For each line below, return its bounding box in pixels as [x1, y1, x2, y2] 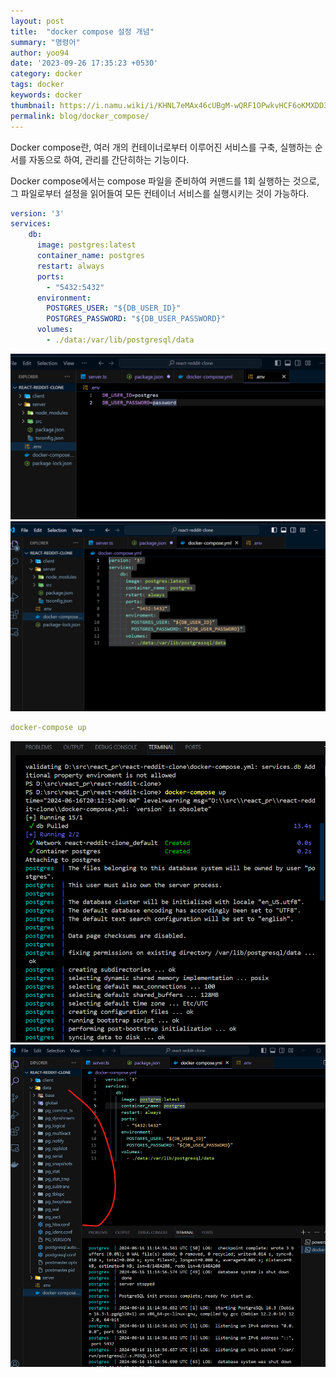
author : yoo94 [10, 48, 70, 58]
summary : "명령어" [10, 37, 81, 47]
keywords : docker [10, 90, 83, 100]
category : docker [10, 69, 83, 79]
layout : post [10, 16, 65, 26]
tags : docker [10, 80, 65, 90]
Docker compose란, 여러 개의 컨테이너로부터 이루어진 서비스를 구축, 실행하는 [10, 141, 313, 153]
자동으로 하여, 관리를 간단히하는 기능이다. [28, 153, 190, 165]
